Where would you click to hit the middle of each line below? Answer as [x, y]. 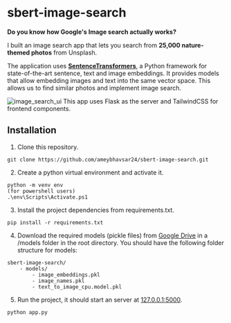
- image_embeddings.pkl [66, 275]
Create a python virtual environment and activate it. [90, 172]
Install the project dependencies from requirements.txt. [96, 210]
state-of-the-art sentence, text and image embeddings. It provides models [113, 73]
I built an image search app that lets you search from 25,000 [94, 45]
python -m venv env [35, 185]
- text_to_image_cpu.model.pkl [77, 287]
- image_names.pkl [58, 281]
